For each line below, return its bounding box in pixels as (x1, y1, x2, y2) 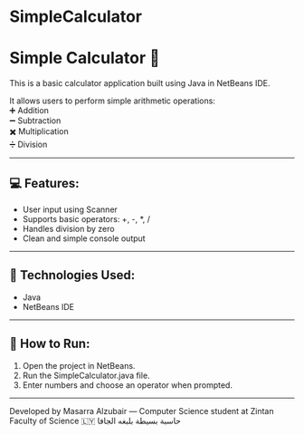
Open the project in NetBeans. (22, 360, 136, 371)
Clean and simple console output (22, 233, 147, 244)
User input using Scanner (22, 204, 118, 215)
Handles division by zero (22, 223, 115, 234)
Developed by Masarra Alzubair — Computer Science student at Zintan (9, 405, 274, 416)
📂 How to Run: (9, 336, 90, 352)
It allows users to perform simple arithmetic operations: (9, 95, 215, 106)
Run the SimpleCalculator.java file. (22, 370, 151, 381)
